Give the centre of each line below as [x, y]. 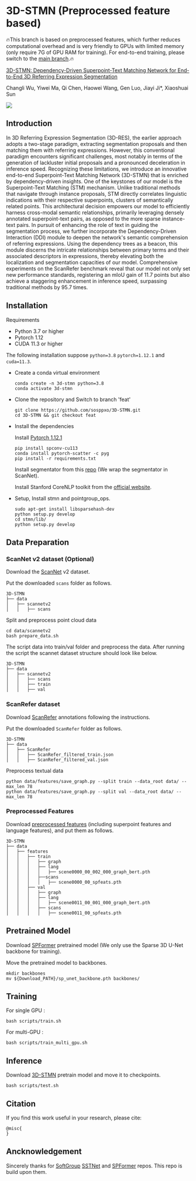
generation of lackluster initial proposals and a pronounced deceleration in [96, 162]
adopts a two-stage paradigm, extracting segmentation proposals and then [97, 144]
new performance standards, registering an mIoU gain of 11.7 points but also [98, 274]
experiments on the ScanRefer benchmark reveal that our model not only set [98, 269]
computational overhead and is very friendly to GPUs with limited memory [95, 46]
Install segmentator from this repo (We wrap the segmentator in [91, 469]
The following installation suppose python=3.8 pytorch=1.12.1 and [85, 355]
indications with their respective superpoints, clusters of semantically [90, 200]
